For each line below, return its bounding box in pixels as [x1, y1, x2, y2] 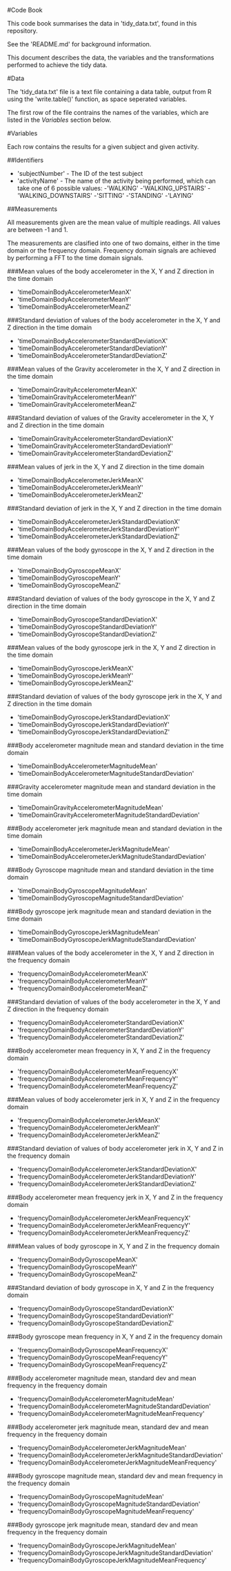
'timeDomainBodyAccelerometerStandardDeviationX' [17, 337, 168, 345]
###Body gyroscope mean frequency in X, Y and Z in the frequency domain [7, 1332, 223, 1341]
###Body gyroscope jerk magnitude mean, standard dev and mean [7, 1520, 198, 1529]
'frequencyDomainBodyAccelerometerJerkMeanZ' [17, 1131, 161, 1139]
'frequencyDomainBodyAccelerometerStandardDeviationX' [17, 1019, 185, 1026]
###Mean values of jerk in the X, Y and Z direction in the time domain [7, 463, 205, 471]
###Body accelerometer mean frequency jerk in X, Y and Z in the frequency [7, 1193, 223, 1201]
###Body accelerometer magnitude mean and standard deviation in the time [7, 741, 224, 750]
